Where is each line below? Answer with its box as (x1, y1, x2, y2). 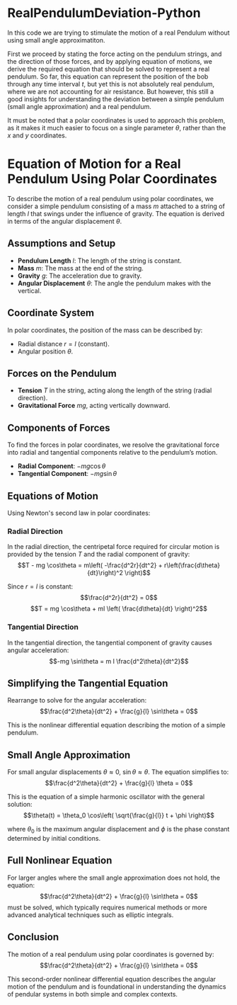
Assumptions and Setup (7, 237, 116, 249)
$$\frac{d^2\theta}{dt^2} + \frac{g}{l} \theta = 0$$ (45, 779, 193, 788)
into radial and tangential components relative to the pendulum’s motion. (7, 448, 218, 457)
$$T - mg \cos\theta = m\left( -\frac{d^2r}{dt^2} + (17, 561, 163, 569)
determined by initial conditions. (7, 834, 101, 842)
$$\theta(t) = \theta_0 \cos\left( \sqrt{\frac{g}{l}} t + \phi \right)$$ (23, 811, 214, 819)
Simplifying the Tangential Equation (7, 677, 168, 689)
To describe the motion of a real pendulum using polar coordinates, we (7, 194, 214, 203)
